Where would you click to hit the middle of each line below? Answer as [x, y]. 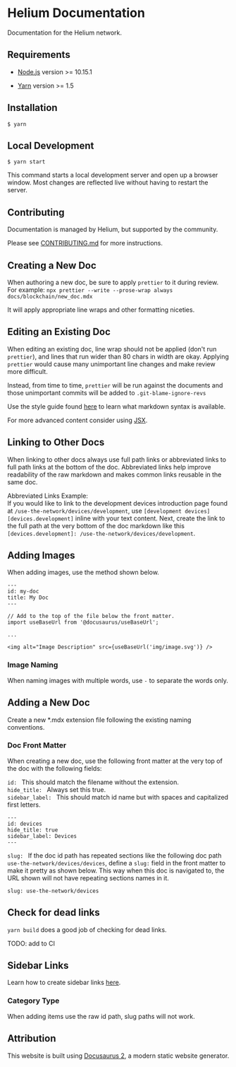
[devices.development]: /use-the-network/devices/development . [101, 533]
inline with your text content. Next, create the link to [150, 518]
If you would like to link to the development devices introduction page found [117, 503]
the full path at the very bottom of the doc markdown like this [96, 525]
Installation [32, 108]
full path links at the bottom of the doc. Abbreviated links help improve [109, 467]
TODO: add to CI [31, 943]
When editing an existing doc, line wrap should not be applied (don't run [112, 349]
